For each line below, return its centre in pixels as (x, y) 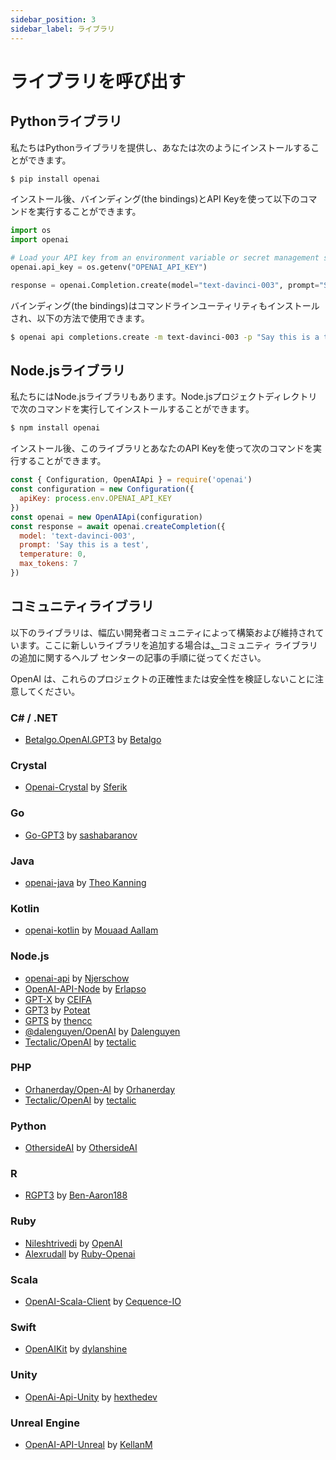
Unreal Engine (45, 1423)
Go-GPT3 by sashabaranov (81, 835)
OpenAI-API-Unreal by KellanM (88, 1444)
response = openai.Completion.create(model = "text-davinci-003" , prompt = (165, 285)
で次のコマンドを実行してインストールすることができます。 (132, 409)
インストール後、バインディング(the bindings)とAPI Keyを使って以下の (155, 199)
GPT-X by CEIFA (58, 999)
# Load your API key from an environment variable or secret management (165, 258)
